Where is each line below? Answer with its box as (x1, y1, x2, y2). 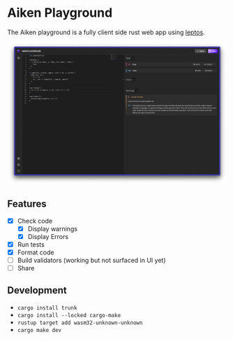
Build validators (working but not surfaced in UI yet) (17, 256, 166, 264)
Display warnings (27, 224, 78, 233)
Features (7, 198, 47, 210)
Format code (17, 248, 54, 256)
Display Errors (27, 232, 68, 240)
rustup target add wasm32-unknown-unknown (17, 319, 143, 326)
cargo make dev (17, 326, 62, 333)
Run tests (17, 240, 45, 249)
